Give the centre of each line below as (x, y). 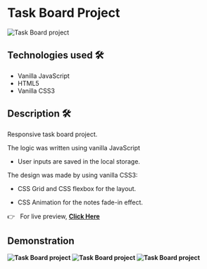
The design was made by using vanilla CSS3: (73, 175)
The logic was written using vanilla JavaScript (74, 147)
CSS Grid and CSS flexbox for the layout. (77, 188)
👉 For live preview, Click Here (54, 216)
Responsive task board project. (52, 134)
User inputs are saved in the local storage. (79, 161)
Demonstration (41, 241)
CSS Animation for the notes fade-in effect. (80, 202)
